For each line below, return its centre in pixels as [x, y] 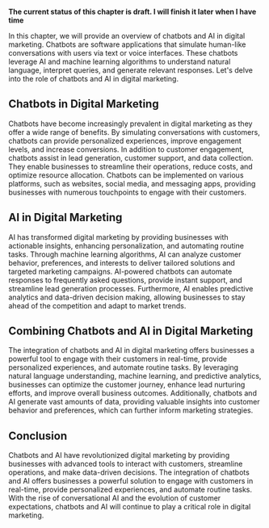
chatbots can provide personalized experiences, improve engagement [125, 140]
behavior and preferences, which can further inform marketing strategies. [131, 410]
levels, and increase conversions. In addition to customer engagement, [126, 149]
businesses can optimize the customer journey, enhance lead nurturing [127, 385]
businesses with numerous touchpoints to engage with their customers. [128, 192]
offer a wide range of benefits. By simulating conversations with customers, [134, 132]
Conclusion [38, 436]
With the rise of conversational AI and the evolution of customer [115, 498]
